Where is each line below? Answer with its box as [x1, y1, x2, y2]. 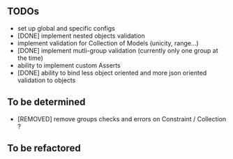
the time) [17, 54, 44, 62]
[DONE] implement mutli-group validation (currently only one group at [17, 46, 218, 54]
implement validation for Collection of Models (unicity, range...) [17, 38, 199, 47]
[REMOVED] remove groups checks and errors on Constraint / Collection [17, 114, 227, 123]
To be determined [7, 96, 86, 108]
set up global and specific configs [17, 24, 115, 32]
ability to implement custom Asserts [17, 61, 121, 69]
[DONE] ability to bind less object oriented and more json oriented [17, 68, 207, 77]
